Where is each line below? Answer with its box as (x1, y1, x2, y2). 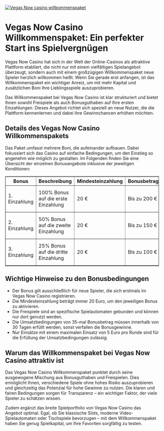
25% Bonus (38, 242, 66, 249)
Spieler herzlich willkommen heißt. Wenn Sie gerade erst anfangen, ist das (5, 74, 155, 80)
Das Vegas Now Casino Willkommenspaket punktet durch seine (5, 369, 133, 375)
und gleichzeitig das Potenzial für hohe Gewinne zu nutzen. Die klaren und (5, 385, 155, 391)
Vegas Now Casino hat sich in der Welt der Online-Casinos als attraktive (5, 59, 150, 65)
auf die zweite (38, 222, 71, 228)
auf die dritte (38, 248, 68, 255)
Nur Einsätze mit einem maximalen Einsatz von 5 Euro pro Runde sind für (12, 329, 159, 335)
